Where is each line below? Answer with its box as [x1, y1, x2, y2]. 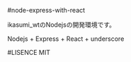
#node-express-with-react [7, 6, 86, 14]
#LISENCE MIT [7, 49, 51, 56]
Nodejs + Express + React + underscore [7, 35, 125, 43]
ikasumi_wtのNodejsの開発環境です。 [7, 20, 115, 29]
